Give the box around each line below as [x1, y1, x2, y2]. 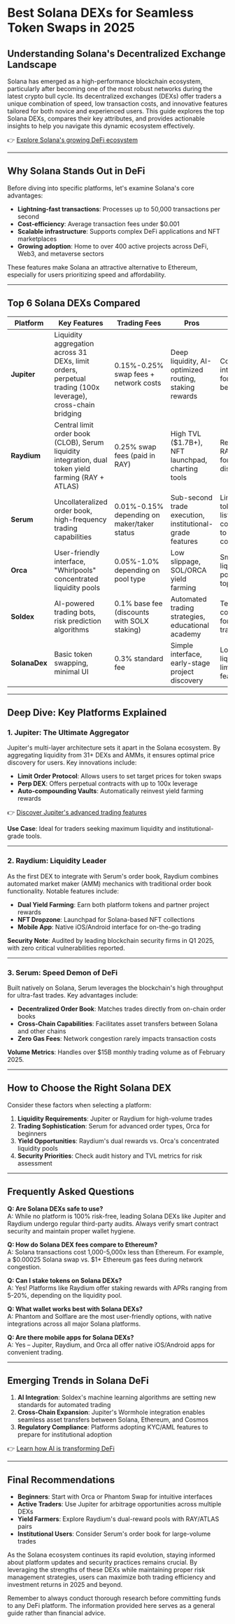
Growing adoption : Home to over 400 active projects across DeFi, [17, 241, 208, 250]
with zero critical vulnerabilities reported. [7, 944, 125, 952]
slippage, [170, 556, 201, 566]
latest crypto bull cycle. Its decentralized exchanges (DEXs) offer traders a [7, 92, 222, 100]
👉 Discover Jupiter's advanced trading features [7, 808, 147, 817]
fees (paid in [114, 450, 156, 460]
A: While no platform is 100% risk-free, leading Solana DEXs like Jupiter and [7, 1212, 226, 1220]
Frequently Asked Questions [7, 1186, 135, 1198]
